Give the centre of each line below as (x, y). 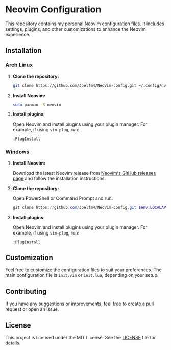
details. (13, 343)
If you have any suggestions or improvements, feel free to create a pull (80, 304)
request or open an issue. (32, 309)
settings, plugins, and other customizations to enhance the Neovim (76, 29)
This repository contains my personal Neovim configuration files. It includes (85, 24)
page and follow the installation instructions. (59, 178)
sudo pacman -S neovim (37, 105)
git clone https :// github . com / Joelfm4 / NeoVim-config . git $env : (81, 207)
